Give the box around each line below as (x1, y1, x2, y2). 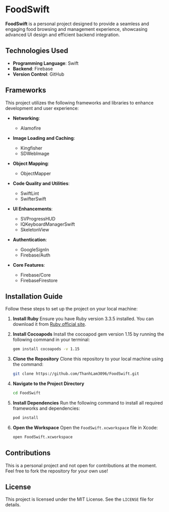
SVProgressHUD (20, 215, 56, 222)
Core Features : (12, 262, 45, 268)
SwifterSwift (20, 195, 47, 202)
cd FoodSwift (12, 391, 41, 396)
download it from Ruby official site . (12, 321, 87, 327)
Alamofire (20, 125, 41, 131)
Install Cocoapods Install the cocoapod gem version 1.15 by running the (12, 331, 164, 337)
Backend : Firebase (12, 65, 53, 71)
